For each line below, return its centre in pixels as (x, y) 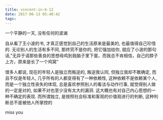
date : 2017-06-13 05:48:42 (33, 14)
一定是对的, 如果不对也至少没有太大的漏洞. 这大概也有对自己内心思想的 (80, 90)
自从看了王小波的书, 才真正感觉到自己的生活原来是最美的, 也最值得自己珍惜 (80, 43)
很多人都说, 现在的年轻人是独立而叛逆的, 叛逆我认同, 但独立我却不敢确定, (78, 72)
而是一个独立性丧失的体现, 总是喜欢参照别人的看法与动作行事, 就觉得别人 (78, 84)
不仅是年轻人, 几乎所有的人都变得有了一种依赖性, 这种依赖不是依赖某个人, (83, 78)
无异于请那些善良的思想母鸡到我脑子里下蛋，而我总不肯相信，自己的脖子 (85, 56)
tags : (11, 19)
